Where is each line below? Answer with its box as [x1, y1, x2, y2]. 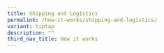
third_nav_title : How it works [7, 36, 98, 43]
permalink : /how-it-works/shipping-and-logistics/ [7, 17, 158, 23]
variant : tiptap [7, 23, 54, 30]
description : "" [7, 29, 54, 36]
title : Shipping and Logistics [7, 10, 98, 17]
